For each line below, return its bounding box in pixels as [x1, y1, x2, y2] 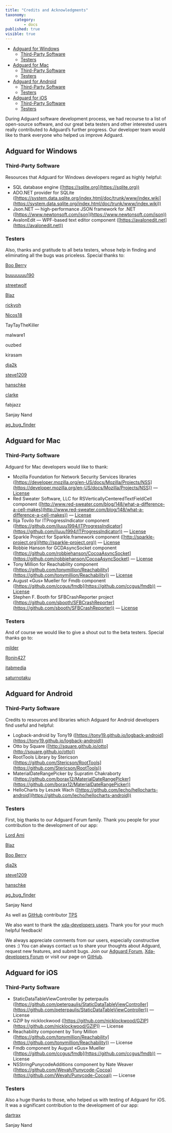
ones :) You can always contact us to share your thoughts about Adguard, [5, 942, 161, 949]
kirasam [5, 352, 22, 358]
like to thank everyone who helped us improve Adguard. [5, 132, 124, 138]
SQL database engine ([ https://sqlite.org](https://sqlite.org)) [12, 184, 140, 190]
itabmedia [5, 664, 27, 671]
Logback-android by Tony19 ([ [12, 732, 77, 738]
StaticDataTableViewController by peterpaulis [12, 996, 109, 1002]
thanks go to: [5, 635, 33, 641]
